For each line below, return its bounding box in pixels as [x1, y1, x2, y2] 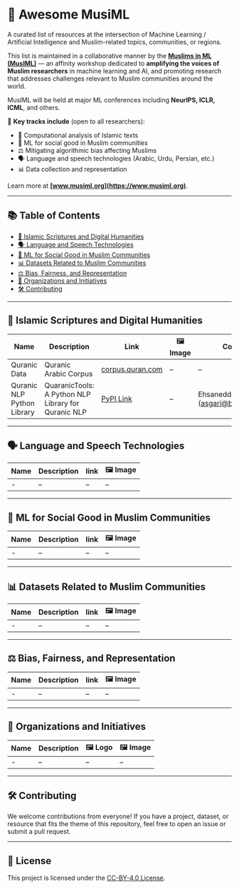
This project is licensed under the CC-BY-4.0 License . [7, 874, 166, 883]
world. [7, 81, 26, 90]
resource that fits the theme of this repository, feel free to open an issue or [7, 820, 226, 828]
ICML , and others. [7, 103, 60, 111]
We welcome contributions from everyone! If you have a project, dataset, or [7, 812, 229, 820]
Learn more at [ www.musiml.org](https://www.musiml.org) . [7, 181, 188, 190]
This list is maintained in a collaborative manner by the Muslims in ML [7, 51, 212, 60]
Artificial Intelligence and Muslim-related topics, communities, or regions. [7, 37, 222, 46]
